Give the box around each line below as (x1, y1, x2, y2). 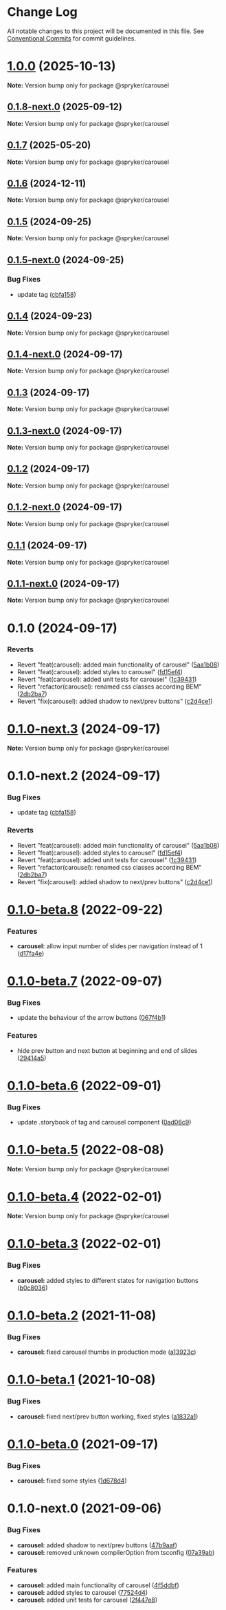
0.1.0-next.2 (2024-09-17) (7, 768, 161, 784)
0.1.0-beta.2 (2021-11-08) (7, 1308, 157, 1323)
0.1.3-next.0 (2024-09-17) (7, 425, 122, 437)
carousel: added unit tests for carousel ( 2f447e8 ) (16, 1596, 158, 1604)
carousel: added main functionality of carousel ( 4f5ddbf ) (16, 1581, 180, 1589)
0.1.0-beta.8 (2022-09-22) (7, 901, 163, 917)
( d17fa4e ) (16, 950, 45, 957)
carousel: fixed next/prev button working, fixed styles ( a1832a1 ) (16, 1412, 199, 1421)
